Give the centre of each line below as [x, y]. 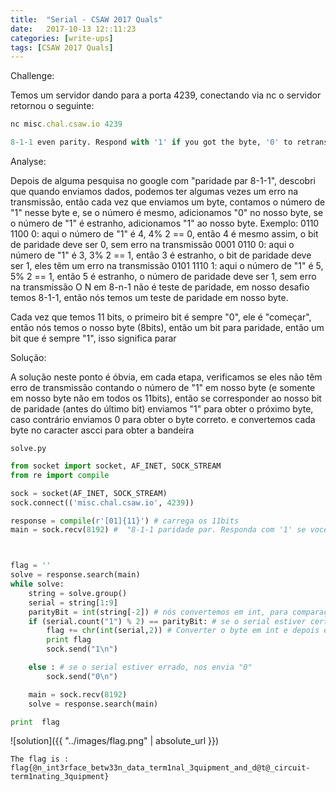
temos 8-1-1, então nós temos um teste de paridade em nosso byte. [149, 297]
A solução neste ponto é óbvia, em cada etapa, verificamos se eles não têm [166, 377]
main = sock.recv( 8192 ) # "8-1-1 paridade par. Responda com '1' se [158, 530]
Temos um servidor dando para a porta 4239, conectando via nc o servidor [166, 95]
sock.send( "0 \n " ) [82, 676]
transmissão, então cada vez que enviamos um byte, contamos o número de [168, 202]
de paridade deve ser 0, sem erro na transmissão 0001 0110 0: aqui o [152, 244]
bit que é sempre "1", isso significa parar [93, 338]
